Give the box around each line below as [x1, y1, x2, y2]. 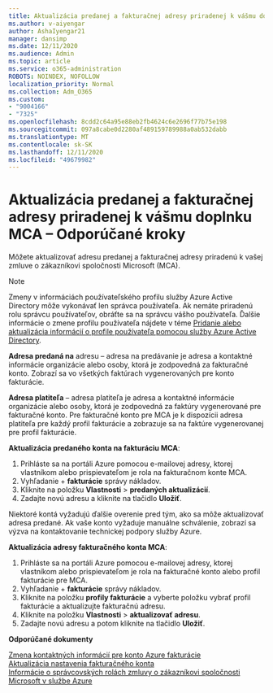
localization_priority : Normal [8, 80, 115, 88]
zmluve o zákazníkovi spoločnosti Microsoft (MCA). [8, 261, 180, 271]
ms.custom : [8, 95, 45, 103]
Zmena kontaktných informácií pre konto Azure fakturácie [8, 650, 201, 660]
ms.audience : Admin [8, 50, 75, 58]
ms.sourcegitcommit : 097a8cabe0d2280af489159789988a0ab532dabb [8, 125, 227, 133]
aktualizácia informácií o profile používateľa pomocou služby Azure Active [8, 327, 257, 337]
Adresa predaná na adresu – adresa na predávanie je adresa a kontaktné [8, 351, 253, 361]
